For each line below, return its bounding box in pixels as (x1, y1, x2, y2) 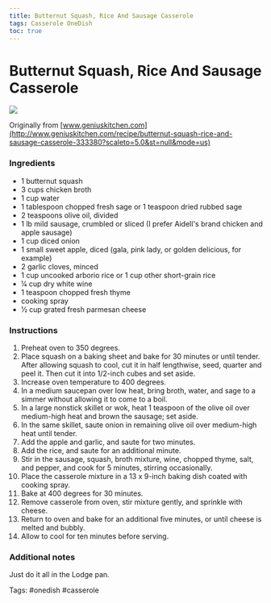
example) (20, 253, 52, 263)
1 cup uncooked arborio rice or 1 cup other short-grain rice (20, 270, 216, 280)
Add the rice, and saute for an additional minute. (20, 445, 181, 455)
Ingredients (9, 158, 56, 169)
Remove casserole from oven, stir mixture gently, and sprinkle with (20, 497, 243, 506)
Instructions (9, 324, 59, 335)
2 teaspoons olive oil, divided (20, 210, 119, 220)
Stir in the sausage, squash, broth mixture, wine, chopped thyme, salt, (20, 454, 254, 464)
